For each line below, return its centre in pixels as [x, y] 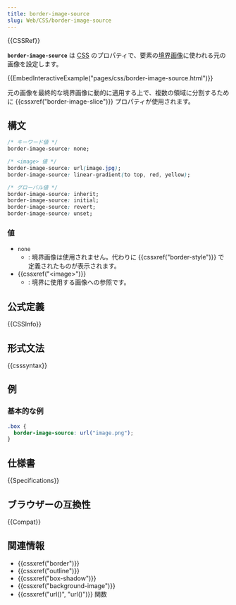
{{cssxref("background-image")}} [67, 585]
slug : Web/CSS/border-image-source [60, 20]
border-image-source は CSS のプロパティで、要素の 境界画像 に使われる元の [117, 55]
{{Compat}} [24, 522]
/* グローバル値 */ [33, 188]
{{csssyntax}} [27, 365]
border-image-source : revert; [52, 207]
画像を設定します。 [35, 63]
